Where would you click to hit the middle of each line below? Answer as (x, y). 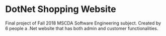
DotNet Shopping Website (61, 9)
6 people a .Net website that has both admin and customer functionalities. (82, 28)
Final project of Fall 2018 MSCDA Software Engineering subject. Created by (83, 23)
